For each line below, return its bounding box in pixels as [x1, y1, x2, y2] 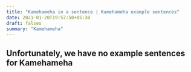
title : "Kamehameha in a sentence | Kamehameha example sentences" [6, 8, 180, 15]
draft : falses [6, 20, 42, 26]
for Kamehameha [6, 57, 73, 68]
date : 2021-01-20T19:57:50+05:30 [6, 15, 91, 21]
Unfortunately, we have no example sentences [6, 48, 186, 58]
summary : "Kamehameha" [6, 25, 63, 32]
